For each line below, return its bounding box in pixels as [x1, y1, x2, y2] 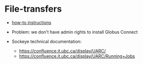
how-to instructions [11, 20, 52, 25]
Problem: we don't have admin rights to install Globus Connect [11, 29, 138, 35]
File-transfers [4, 3, 62, 15]
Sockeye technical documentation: [11, 38, 82, 44]
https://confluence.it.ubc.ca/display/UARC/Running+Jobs [19, 53, 135, 59]
